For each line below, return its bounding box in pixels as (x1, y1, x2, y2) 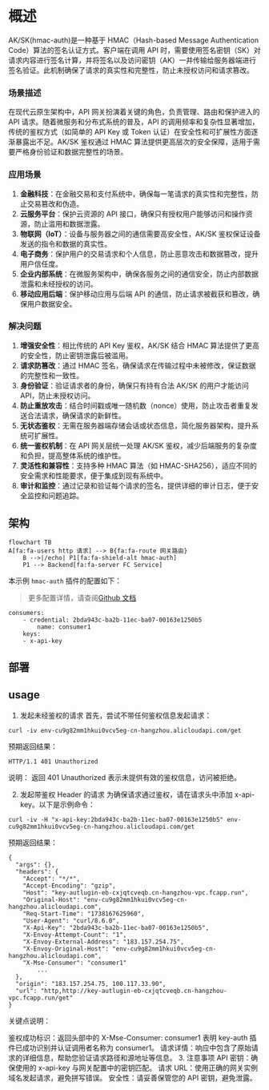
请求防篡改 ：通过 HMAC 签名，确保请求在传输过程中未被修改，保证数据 (19, 360, 256, 370)
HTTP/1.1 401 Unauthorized (8, 758, 98, 766)
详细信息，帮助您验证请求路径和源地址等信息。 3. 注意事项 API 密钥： (22, 1052, 251, 1062)
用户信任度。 (19, 259, 62, 268)
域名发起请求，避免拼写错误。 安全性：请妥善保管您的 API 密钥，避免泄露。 (8, 1072, 258, 1082)
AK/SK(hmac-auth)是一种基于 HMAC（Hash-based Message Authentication (8, 35, 259, 45)
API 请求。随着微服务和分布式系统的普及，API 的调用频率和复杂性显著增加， (8, 117, 259, 127)
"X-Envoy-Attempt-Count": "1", (22, 931, 127, 939)
